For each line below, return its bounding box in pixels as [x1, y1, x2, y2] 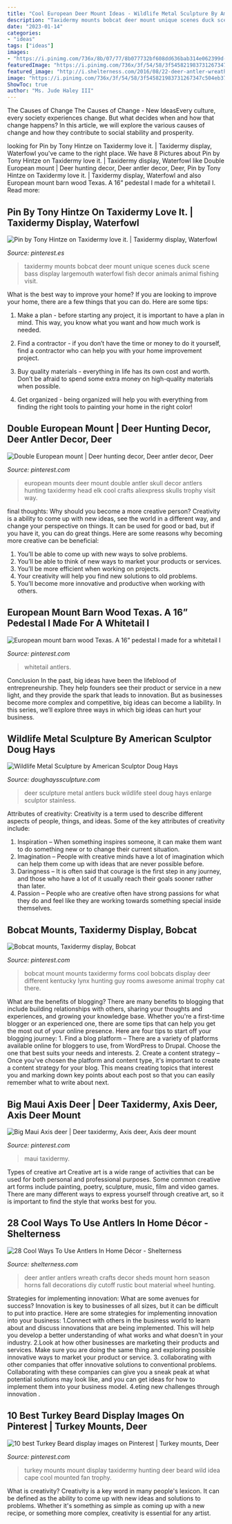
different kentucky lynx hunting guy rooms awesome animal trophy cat [23, 977, 225, 985]
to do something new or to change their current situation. [17, 845, 180, 854]
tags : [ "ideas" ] [7, 42, 54, 49]
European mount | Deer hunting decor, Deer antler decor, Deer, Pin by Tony [7, 164, 221, 172]
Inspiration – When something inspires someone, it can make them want [17, 838, 222, 846]
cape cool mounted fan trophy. [23, 1473, 112, 1482]
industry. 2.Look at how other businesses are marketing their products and [7, 1338, 220, 1347]
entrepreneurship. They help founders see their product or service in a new [7, 683, 222, 692]
